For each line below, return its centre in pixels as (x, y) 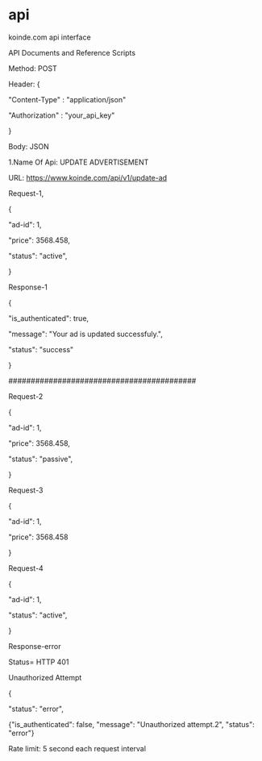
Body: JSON (29, 146)
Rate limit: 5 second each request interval (77, 748)
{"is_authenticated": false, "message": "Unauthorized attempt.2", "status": (132, 724)
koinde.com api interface (50, 37)
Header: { (24, 84)
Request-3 (26, 490)
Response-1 (28, 287)
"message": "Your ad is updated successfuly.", (86, 334)
